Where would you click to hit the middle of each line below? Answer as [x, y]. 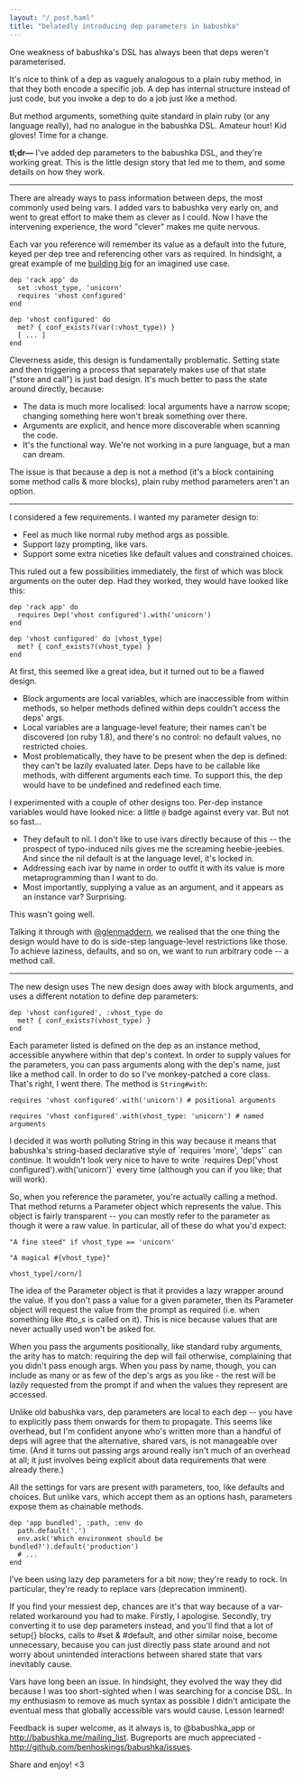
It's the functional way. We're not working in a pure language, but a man [156, 445]
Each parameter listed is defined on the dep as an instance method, [135, 1045]
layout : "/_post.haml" [52, 18]
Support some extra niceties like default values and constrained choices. [157, 553]
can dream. [44, 454]
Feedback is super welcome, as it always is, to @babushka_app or [133, 1727]
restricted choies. [55, 746]
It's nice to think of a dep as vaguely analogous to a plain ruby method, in [146, 79]
